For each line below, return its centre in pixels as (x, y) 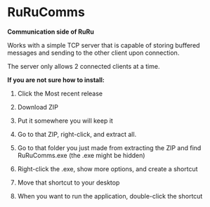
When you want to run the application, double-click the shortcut (110, 196)
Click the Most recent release (60, 93)
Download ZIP (38, 107)
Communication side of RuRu (51, 32)
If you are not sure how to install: (56, 80)
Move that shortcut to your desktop (68, 182)
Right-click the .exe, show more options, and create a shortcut (107, 168)
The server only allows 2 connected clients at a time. (84, 66)
